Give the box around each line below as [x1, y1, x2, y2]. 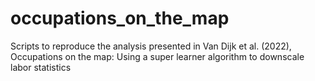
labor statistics [10, 61, 72, 73]
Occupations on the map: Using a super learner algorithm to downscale [10, 50, 305, 62]
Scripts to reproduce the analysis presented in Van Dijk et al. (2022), [10, 40, 292, 52]
